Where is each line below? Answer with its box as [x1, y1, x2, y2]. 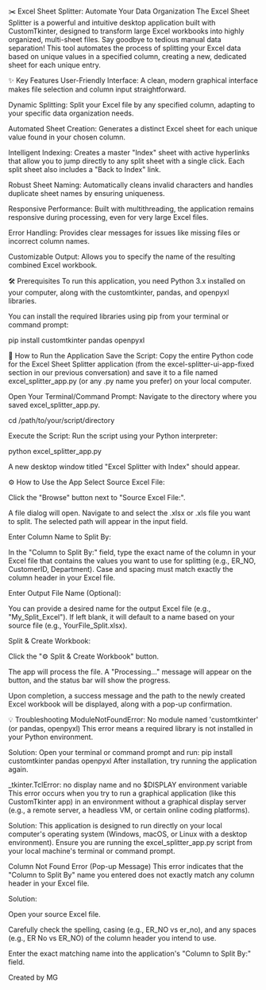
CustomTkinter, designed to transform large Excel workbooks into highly [8, 26, 245, 36]
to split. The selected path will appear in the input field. [8, 517, 188, 526]
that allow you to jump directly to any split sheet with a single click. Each [8, 156, 245, 166]
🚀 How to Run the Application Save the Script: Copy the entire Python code [8, 351, 254, 360]
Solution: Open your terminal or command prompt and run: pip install [8, 748, 233, 757]
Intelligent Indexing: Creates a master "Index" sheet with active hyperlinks [8, 148, 250, 157]
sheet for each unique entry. [8, 61, 101, 69]
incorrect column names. [8, 237, 90, 245]
